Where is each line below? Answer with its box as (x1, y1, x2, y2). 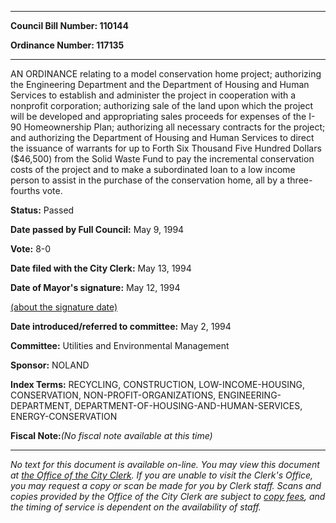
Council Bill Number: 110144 (10, 20, 129, 31)
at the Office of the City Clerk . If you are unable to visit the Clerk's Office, (10, 469, 314, 481)
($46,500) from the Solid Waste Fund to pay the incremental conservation (10, 153, 315, 165)
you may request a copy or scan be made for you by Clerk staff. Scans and (10, 480, 322, 491)
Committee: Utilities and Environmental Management (10, 340, 230, 351)
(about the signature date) (10, 301, 118, 313)
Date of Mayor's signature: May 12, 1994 (10, 282, 181, 293)
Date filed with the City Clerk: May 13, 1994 (10, 262, 192, 274)
